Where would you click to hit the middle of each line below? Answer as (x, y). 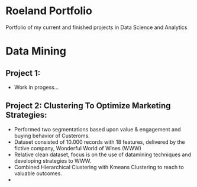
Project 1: (23, 73)
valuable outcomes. (38, 173)
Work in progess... (36, 87)
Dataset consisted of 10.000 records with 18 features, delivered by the (100, 142)
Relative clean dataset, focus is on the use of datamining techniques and (103, 154)
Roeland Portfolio (49, 11)
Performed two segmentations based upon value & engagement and (97, 129)
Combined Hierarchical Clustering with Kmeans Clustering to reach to (99, 167)
